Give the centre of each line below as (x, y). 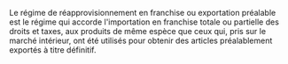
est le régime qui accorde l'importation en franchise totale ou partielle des (144, 22)
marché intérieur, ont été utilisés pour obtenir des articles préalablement (141, 40)
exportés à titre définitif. (53, 50)
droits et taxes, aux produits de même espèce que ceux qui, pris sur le (138, 31)
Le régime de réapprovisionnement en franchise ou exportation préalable (143, 13)
